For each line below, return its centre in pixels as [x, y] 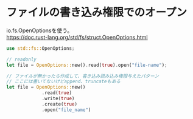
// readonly [21, 59]
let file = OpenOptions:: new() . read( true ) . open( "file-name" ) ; [87, 65]
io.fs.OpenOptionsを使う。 [40, 30]
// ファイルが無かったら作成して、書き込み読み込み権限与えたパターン [83, 76]
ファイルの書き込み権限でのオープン [97, 12]
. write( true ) [58, 99]
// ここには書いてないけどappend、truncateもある [63, 82]
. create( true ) [60, 104]
